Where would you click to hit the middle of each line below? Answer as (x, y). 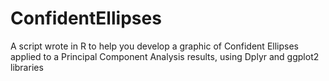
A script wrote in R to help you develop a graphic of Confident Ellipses (154, 46)
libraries (27, 67)
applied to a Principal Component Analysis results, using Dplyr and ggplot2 (165, 56)
